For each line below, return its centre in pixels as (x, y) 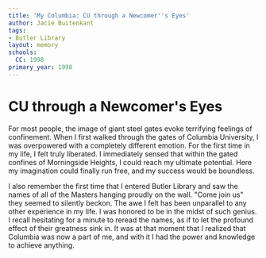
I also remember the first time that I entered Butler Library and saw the (123, 186)
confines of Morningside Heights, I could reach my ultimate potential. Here (130, 162)
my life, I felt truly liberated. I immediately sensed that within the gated (123, 154)
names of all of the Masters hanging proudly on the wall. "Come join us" (126, 194)
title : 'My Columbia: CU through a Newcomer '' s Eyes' (99, 15)
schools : (23, 52)
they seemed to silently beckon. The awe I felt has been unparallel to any (128, 202)
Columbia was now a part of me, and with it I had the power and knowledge (132, 237)
